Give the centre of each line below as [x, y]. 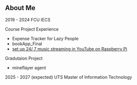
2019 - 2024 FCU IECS [28, 19]
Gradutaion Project [24, 58]
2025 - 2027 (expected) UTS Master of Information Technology [68, 77]
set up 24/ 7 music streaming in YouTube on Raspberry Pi [69, 49]
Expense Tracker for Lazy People [45, 38]
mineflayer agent [29, 68]
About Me [20, 8]
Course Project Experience [32, 29]
